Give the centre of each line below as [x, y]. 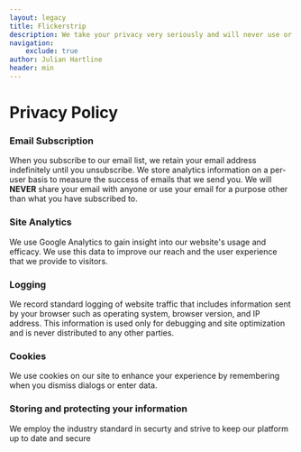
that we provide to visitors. [59, 261]
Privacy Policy [64, 113]
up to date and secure [50, 438]
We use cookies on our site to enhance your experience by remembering [145, 376]
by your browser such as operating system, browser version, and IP [135, 313]
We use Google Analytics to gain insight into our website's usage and [138, 242]
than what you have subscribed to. [73, 198]
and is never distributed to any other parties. [91, 332]
